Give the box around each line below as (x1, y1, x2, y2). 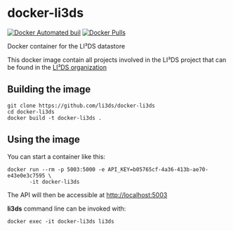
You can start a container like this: (7, 152, 106, 161)
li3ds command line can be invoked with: (7, 204, 126, 213)
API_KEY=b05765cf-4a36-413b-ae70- (107, 166, 209, 173)
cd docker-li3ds (7, 108, 55, 115)
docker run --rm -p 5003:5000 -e (7, 166, 105, 173)
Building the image (7, 83, 91, 96)
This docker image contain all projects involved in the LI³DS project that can (7, 55, 227, 64)
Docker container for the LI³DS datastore (7, 42, 126, 50)
